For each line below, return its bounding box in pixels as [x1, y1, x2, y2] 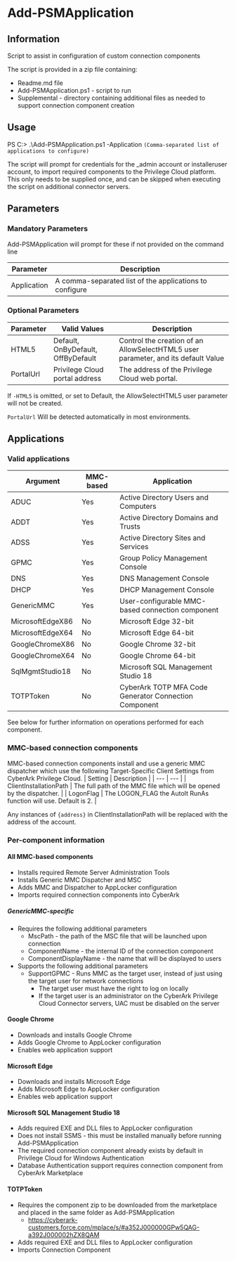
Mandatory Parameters [7, 224, 88, 233]
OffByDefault [53, 353, 97, 363]
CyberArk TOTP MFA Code [119, 683, 209, 692]
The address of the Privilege [119, 364, 213, 374]
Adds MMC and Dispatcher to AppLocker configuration [17, 883, 178, 891]
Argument [25, 477, 60, 486]
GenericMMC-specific [7, 907, 74, 915]
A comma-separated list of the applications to [55, 276, 207, 285]
